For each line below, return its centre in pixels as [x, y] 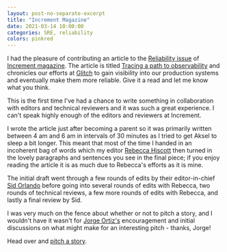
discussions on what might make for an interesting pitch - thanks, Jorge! [109, 228]
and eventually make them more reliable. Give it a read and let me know [108, 80]
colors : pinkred [30, 39]
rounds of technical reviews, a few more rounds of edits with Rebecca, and [113, 193]
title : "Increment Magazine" [49, 20]
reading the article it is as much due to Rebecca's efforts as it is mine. [105, 165]
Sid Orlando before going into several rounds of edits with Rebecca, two [109, 186]
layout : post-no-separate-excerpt [56, 13]
